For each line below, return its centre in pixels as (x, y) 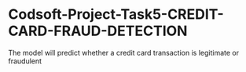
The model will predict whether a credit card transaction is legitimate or (124, 52)
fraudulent (25, 61)
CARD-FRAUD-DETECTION (98, 31)
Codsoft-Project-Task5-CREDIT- (116, 14)
